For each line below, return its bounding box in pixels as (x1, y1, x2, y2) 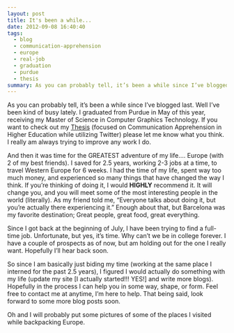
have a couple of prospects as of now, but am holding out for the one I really (7, 239, 226, 248)
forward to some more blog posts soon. (7, 297, 120, 306)
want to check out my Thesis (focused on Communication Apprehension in (7, 123, 222, 131)
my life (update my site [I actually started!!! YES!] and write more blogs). (7, 275, 214, 283)
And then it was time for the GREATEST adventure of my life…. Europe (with (7, 151, 224, 160)
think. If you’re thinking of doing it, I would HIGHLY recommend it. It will (7, 181, 212, 189)
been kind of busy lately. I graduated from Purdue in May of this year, (7, 108, 206, 117)
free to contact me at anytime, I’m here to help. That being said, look (7, 290, 203, 298)
